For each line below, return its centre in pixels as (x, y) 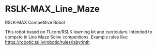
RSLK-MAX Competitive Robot (35, 22)
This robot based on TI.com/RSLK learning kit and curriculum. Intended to (79, 32)
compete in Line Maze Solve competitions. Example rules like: (67, 37)
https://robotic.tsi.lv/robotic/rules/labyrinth (47, 42)
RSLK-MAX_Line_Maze (52, 9)
